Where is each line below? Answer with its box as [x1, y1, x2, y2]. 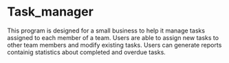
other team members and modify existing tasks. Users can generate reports [7, 41, 222, 49]
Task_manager [7, 4, 94, 20]
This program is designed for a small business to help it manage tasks [7, 26, 205, 35]
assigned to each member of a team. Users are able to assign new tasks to [7, 33, 219, 41]
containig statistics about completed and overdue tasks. [7, 48, 166, 56]
